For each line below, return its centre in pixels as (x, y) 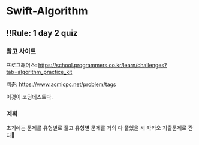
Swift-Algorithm (47, 11)
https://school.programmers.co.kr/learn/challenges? (102, 65)
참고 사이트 (21, 51)
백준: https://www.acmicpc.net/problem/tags (61, 84)
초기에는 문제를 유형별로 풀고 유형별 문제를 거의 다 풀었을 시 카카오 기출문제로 (97, 128)
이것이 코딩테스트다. (29, 97)
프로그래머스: (22, 65)
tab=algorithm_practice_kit (39, 72)
